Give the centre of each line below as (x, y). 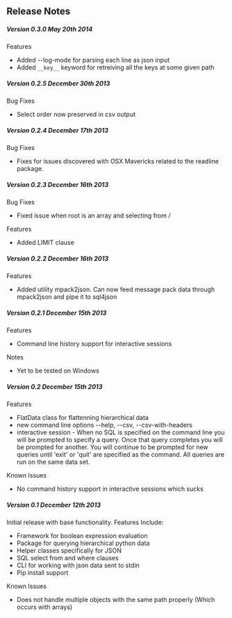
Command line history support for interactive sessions (94, 344)
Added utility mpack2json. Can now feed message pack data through (116, 290)
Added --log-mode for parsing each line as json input (93, 60)
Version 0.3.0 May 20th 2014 (50, 29)
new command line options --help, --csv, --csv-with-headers (104, 425)
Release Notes (39, 11)
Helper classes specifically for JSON (69, 551)
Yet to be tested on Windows (58, 371)
